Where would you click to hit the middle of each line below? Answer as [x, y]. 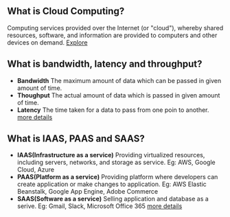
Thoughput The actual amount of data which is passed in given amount [118, 95]
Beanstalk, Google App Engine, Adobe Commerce [88, 192]
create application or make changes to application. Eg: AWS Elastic [112, 184]
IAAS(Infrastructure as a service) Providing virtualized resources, [111, 155]
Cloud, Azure [36, 170]
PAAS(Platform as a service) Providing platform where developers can [117, 177]
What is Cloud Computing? [66, 11]
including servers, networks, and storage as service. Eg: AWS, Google [116, 162]
